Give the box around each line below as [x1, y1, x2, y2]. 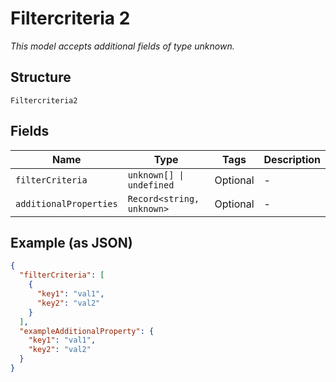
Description [263, 152, 321, 166]
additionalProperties [15, 198, 118, 209]
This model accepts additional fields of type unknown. [10, 40, 235, 52]
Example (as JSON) [10, 234, 133, 251]
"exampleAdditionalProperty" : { [19, 326, 155, 336]
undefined [127, 179, 175, 191]
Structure [10, 69, 72, 86]
